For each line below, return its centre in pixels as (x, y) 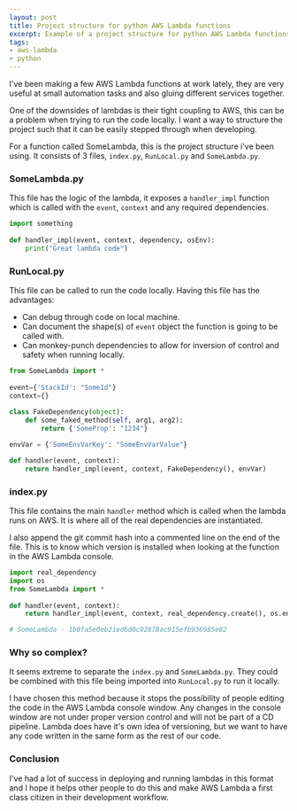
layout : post (33, 17)
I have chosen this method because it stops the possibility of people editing (147, 698)
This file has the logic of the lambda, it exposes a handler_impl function (139, 198)
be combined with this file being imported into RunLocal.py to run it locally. (145, 681)
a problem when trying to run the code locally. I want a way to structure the (146, 120)
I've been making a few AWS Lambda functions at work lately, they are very (147, 84)
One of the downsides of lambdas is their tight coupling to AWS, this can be (147, 110)
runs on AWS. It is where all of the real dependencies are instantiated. (136, 520)
